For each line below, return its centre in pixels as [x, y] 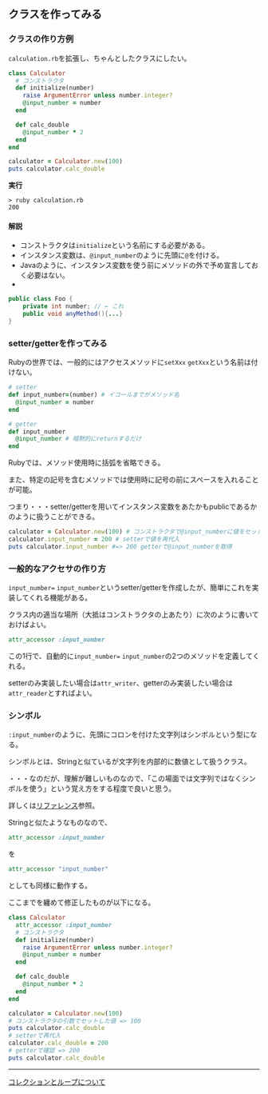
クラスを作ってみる [55, 14]
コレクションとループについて [57, 1081]
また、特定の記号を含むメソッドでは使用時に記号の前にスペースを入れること [134, 480]
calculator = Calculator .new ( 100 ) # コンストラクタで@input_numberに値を [126, 532]
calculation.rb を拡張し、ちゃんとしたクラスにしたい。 [100, 58]
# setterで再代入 [35, 1036]
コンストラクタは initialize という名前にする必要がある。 [114, 246]
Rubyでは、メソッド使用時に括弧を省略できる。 [87, 463]
